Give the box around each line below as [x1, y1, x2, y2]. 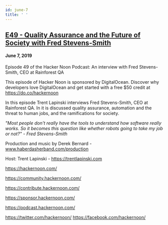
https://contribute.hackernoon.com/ [5, 185, 80, 191]
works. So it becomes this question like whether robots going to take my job [5, 126, 163, 132]
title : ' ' [5, 12, 28, 17]
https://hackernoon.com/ [5, 165, 57, 172]
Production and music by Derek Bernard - [5, 141, 92, 147]
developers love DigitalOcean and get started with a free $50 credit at [5, 84, 150, 91]
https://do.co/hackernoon [5, 90, 59, 96]
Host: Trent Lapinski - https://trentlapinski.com [5, 156, 102, 162]
